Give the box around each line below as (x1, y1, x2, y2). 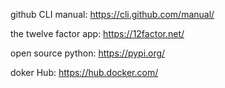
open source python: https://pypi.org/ (10, 47, 166, 59)
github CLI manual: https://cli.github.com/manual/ (10, 9, 215, 20)
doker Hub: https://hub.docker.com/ (10, 67, 159, 78)
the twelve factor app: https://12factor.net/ (10, 28, 185, 39)
